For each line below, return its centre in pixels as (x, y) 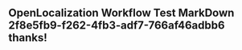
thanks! (28, 38)
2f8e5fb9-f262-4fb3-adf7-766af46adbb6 (117, 26)
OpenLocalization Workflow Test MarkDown (121, 13)
